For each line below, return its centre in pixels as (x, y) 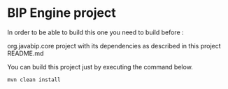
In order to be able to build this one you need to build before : (95, 32)
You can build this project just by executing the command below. (100, 67)
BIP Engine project (62, 13)
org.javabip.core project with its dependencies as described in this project (114, 46)
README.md (26, 53)
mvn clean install (34, 80)
